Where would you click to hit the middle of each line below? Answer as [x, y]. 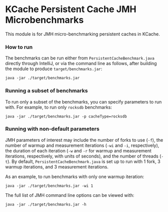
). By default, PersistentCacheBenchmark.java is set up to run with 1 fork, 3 [84, 161]
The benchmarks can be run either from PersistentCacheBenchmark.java [80, 58]
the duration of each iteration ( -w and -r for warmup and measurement [78, 150]
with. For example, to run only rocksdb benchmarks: [59, 107]
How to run [19, 47]
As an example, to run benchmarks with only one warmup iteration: [75, 176]
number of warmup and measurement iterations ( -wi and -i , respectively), [82, 145]
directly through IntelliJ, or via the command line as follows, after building [81, 64]
